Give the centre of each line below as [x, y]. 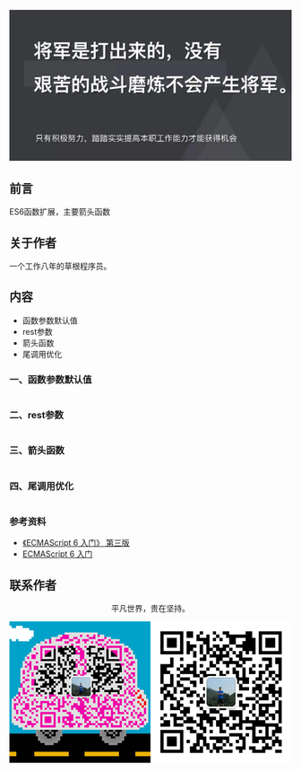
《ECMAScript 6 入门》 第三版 [76, 543]
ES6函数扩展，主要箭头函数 [60, 212]
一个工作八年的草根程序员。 [60, 267]
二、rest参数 [37, 416]
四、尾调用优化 [42, 486]
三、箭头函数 [37, 451]
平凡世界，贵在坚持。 [150, 609]
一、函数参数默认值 [51, 380]
